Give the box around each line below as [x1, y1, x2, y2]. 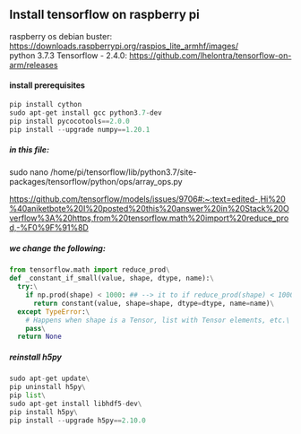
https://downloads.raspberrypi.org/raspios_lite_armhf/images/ [9, 40, 239, 51]
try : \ [17, 282, 39, 291]
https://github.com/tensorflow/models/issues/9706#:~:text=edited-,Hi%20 [9, 194, 287, 204]
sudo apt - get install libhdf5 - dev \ [9, 399, 142, 408]
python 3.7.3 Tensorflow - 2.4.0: [9, 49, 128, 61]
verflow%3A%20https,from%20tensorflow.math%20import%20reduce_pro [9, 213, 289, 223]
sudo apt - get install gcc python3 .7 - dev [9, 108, 163, 117]
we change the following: [9, 243, 106, 254]
